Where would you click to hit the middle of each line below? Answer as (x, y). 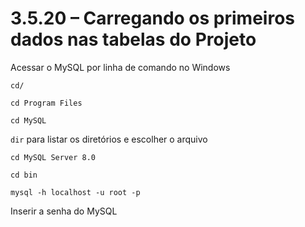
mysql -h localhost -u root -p (75, 192)
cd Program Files (46, 103)
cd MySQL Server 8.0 (53, 157)
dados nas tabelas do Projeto (133, 39)
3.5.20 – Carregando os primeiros (153, 18)
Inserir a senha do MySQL (64, 211)
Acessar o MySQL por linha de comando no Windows (120, 67)
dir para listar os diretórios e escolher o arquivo (109, 139)
